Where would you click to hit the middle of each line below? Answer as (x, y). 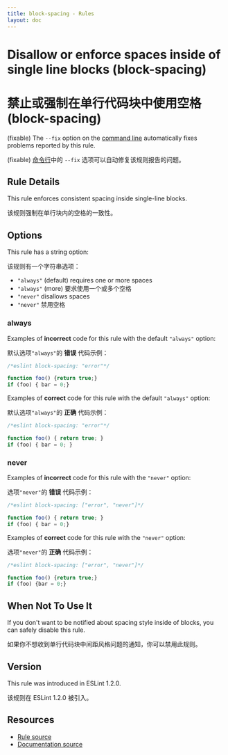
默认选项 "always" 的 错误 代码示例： (58, 353)
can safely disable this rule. (46, 630)
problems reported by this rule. (51, 145)
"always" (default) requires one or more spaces (85, 280)
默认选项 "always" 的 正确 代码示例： (58, 413)
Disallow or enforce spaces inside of (114, 55)
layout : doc (24, 20)
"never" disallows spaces (53, 296)
